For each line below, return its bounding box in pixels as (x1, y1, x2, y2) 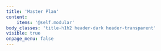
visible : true (6, 30, 41, 36)
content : (6, 14, 28, 20)
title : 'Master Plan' (6, 8, 59, 15)
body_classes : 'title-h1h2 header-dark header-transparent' (6, 25, 157, 31)
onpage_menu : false (6, 36, 54, 42)
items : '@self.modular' (16, 19, 75, 25)
